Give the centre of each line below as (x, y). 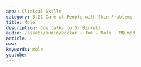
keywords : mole (25, 50)
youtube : (17, 55)
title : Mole (21, 22)
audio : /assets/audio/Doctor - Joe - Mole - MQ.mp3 (70, 33)
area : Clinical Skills (34, 11)
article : (17, 38)
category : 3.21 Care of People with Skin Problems (69, 17)
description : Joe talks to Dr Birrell (53, 28)
